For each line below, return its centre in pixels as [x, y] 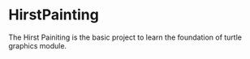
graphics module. [38, 45]
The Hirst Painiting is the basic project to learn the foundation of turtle [125, 37]
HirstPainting [54, 15]
